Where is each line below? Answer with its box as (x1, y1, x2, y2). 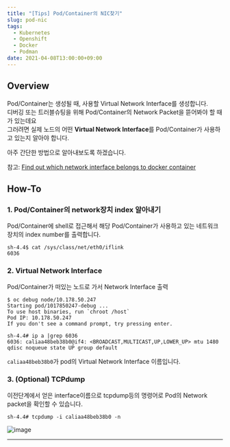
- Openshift (13, 36, 48, 43)
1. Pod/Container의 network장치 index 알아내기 (7, 205, 162, 214)
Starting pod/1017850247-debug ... (7, 302, 109, 309)
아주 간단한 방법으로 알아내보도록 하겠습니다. (7, 148, 127, 157)
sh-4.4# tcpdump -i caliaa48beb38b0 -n (7, 413, 121, 420)
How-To (7, 183, 42, 194)
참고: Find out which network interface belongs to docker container (7, 163, 196, 171)
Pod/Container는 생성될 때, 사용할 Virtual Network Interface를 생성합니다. (7, 99, 209, 107)
